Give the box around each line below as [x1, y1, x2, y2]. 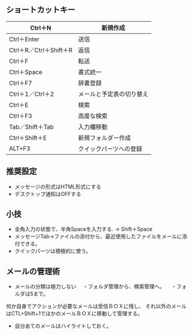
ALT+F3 [9, 144, 30, 153]
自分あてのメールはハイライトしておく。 [14, 323, 112, 330]
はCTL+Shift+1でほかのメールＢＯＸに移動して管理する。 [6, 310, 143, 317]
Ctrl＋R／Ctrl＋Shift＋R [9, 46, 73, 54]
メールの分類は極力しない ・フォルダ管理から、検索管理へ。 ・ [14, 283, 177, 290]
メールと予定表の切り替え [78, 89, 149, 98]
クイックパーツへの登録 [78, 144, 142, 153]
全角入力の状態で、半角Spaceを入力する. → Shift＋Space [14, 226, 153, 233]
